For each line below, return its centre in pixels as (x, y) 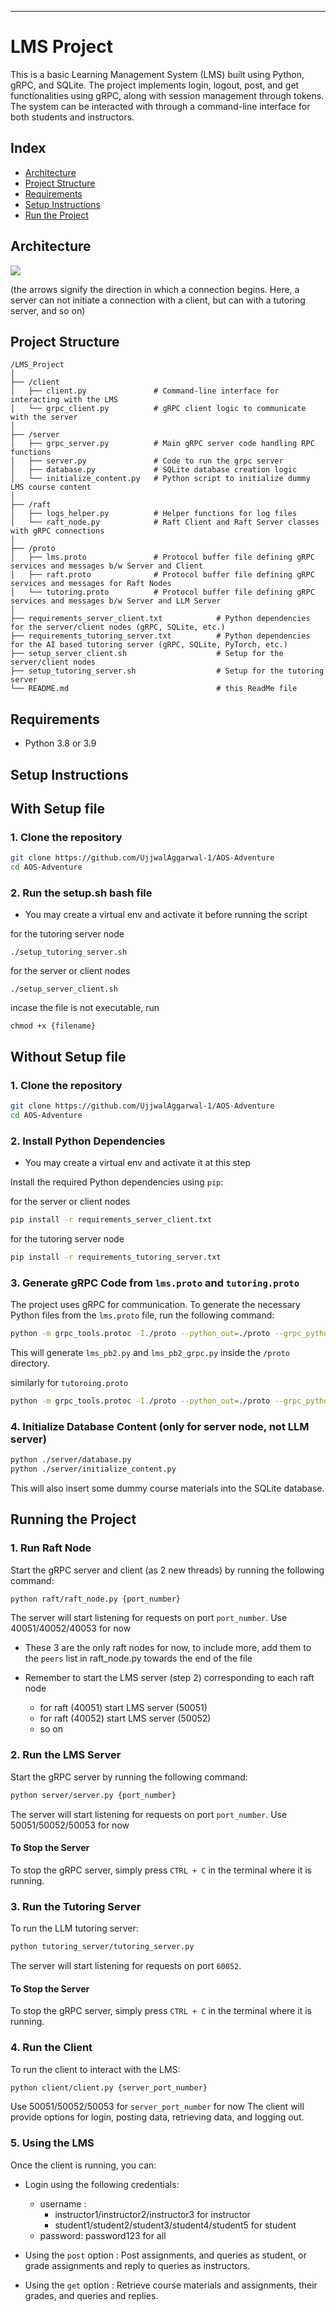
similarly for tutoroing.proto (69, 1382)
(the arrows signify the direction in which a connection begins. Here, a (155, 289)
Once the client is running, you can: (83, 2165)
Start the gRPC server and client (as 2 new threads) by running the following (167, 1570)
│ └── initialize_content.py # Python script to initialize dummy (160, 479)
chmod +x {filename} (53, 1026)
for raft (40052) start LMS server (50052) (125, 1718)
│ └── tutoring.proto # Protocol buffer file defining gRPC (162, 592)
